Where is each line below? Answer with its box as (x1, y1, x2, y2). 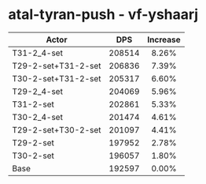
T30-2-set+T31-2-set (12, 73, 101, 84)
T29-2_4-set (12, 85, 63, 96)
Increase (147, 34, 181, 45)
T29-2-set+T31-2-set (12, 60, 101, 71)
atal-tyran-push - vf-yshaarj (8, 6, 199, 24)
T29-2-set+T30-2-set (12, 124, 101, 135)
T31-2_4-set (12, 47, 63, 58)
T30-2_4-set (12, 111, 63, 122)
